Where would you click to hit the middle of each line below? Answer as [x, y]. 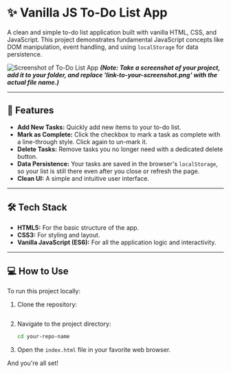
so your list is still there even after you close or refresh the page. [108, 171]
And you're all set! [33, 363]
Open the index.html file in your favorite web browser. [94, 350]
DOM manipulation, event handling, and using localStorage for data [103, 47]
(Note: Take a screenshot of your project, [160, 68]
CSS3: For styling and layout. [58, 235]
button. [27, 156]
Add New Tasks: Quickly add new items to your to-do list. [99, 127]
